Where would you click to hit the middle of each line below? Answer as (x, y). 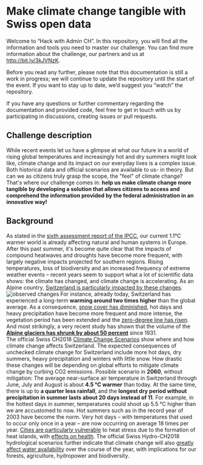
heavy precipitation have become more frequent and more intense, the (95, 313)
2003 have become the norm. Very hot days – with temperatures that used (99, 417)
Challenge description (49, 135)
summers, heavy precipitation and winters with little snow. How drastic (95, 358)
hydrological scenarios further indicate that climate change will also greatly (100, 442)
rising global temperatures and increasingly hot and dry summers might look (101, 156)
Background (30, 221)
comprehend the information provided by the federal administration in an (100, 195)
